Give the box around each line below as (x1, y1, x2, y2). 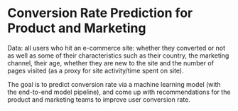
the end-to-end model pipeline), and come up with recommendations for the (7, 88, 231, 96)
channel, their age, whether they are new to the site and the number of (7, 58, 215, 67)
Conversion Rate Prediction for (7, 5, 193, 21)
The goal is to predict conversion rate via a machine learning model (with (7, 80, 222, 88)
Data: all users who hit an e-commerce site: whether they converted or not (7, 43, 226, 52)
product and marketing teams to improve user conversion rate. (7, 95, 190, 104)
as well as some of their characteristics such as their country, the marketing (7, 51, 229, 60)
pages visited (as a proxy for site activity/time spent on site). (7, 66, 185, 75)
